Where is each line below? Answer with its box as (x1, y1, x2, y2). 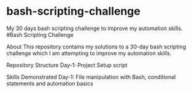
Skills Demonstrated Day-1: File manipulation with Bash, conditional (6, 73, 176, 80)
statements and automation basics (6, 80, 94, 87)
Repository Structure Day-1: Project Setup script (6, 61, 128, 69)
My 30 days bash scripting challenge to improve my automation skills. (6, 25, 183, 32)
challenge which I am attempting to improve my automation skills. (6, 49, 172, 56)
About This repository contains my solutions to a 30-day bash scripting (6, 43, 186, 50)
